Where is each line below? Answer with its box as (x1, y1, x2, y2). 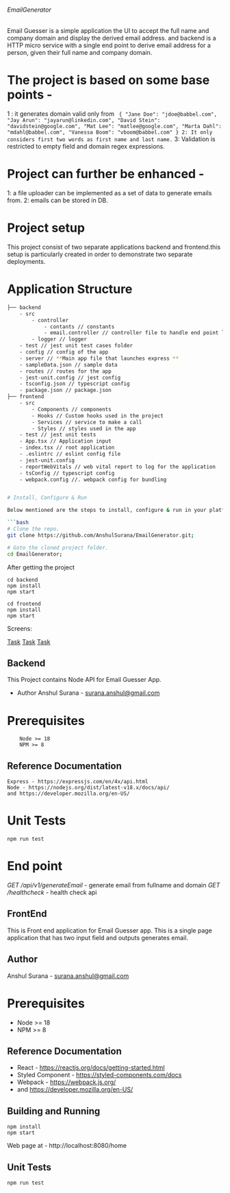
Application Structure (7, 282, 133, 297)
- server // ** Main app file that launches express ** (19, 355, 179, 362)
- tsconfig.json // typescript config (19, 380, 130, 387)
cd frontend (7, 600, 41, 607)
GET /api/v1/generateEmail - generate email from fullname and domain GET (7, 881, 220, 889)
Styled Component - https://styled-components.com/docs (16, 1071, 182, 1079)
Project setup (7, 220, 86, 236)
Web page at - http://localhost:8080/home (7, 1142, 127, 1150)
